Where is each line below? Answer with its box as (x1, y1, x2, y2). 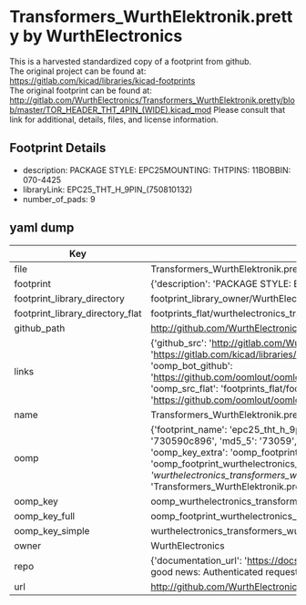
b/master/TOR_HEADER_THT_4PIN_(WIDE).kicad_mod (9, 104, 212, 115)
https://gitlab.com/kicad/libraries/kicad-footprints (9, 75, 196, 86)
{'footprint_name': (149, 423, 228, 436)
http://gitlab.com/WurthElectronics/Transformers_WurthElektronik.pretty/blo (9, 94, 296, 106)
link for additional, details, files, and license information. (9, 114, 219, 125)
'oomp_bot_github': (149, 359, 233, 372)
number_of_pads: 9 (22, 193, 96, 204)
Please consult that (213, 104, 286, 115)
